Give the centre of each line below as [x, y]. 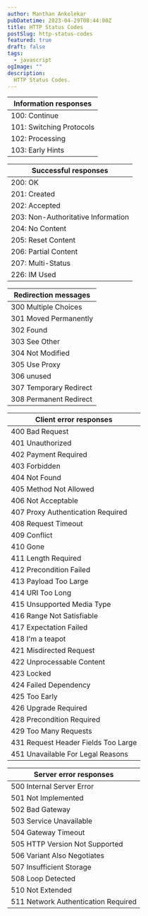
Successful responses [70, 171]
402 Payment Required [49, 454]
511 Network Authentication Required [74, 902]
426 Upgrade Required [49, 708]
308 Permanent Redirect [52, 399]
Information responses [53, 104]
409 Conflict [32, 535]
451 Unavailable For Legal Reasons [69, 754]
